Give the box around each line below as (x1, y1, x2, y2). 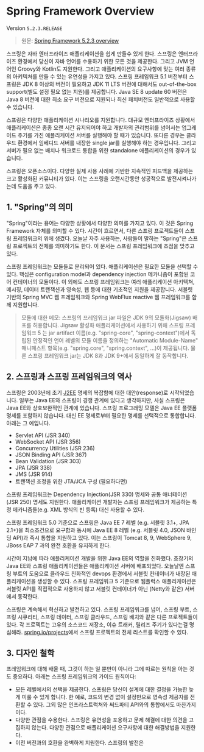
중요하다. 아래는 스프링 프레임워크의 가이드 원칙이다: (12, 673, 136, 680)
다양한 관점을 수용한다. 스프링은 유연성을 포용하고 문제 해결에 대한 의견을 (15, 716, 188, 723)
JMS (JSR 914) (15, 470, 53, 478)
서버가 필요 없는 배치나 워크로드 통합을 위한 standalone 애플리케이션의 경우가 (6, 146, 190, 154)
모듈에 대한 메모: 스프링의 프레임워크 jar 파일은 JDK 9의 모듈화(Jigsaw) (21, 314, 192, 321)
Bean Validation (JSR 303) (15, 457, 82, 464)
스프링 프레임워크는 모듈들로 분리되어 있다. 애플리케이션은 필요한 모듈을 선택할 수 (6, 263, 199, 270)
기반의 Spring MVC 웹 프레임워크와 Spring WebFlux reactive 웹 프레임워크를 (6, 293, 191, 300)
